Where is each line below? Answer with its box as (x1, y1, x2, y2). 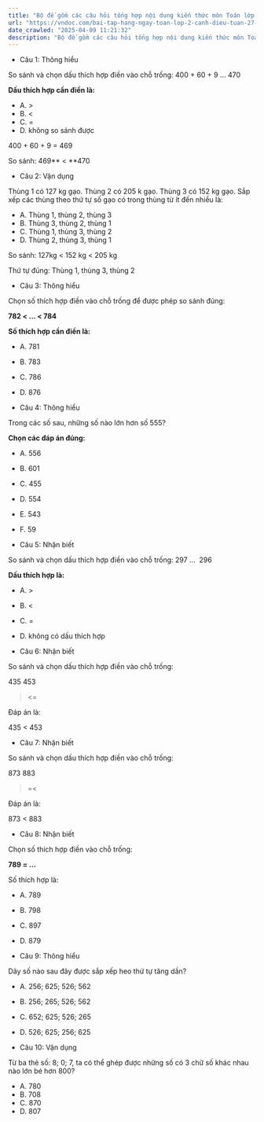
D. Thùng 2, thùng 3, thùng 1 (19, 235, 112, 245)
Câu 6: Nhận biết (19, 646, 75, 657)
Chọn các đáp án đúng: (8, 433, 86, 443)
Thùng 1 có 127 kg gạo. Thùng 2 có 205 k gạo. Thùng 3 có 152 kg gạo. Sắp (8, 186, 251, 197)
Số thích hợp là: (8, 875, 59, 885)
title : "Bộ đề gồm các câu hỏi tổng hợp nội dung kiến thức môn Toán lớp (8, 11, 255, 20)
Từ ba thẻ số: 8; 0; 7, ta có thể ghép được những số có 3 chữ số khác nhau (8, 1058, 249, 1068)
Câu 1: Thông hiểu (19, 55, 79, 64)
